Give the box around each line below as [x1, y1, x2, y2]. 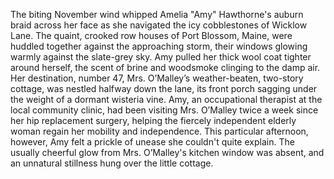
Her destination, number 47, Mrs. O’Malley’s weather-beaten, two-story [10, 72, 304, 84]
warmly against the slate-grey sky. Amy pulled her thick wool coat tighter [10, 51, 312, 63]
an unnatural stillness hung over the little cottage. [10, 157, 214, 169]
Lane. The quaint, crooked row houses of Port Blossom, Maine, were [10, 30, 293, 41]
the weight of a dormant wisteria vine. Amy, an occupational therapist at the [10, 94, 323, 105]
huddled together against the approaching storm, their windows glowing [10, 40, 308, 52]
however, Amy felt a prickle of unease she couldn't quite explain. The [10, 136, 295, 148]
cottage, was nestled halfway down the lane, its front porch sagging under [10, 83, 318, 94]
